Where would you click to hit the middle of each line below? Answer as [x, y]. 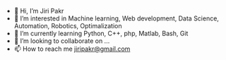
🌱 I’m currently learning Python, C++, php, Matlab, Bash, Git [101, 33]
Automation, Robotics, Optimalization [68, 26]
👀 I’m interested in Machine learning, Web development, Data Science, [116, 18]
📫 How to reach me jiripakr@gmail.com [72, 49]
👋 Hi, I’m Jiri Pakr [39, 11]
